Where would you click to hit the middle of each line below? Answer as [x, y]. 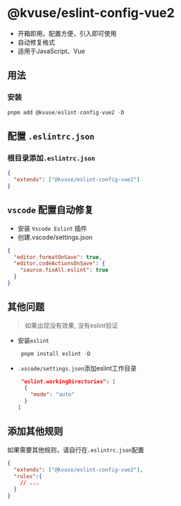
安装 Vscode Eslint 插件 [52, 228]
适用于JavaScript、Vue [51, 51]
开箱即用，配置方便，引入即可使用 [67, 33]
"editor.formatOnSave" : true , [58, 257]
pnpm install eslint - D [56, 354]
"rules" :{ [28, 476]
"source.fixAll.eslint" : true [64, 270]
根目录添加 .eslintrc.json [51, 158]
